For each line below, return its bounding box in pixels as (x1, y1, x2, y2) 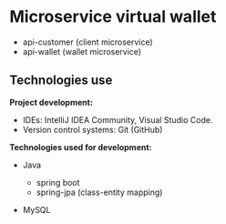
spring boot (36, 177, 80, 188)
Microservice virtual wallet (9, 6, 217, 27)
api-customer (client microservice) (22, 36, 153, 47)
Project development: (9, 97, 94, 107)
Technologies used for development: (9, 141, 152, 152)
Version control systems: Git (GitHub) (22, 124, 163, 135)
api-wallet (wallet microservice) (22, 46, 142, 56)
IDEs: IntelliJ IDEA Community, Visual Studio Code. (22, 114, 213, 125)
